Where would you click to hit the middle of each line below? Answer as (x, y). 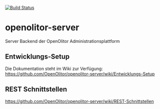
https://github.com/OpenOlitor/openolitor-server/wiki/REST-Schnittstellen (80, 101)
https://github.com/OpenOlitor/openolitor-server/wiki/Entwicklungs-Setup (80, 73)
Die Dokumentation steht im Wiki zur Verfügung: (54, 69)
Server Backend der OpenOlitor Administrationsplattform (63, 41)
